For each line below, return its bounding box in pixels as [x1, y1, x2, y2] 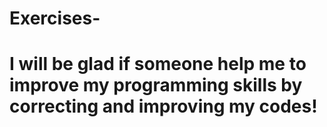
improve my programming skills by [9, 74, 303, 97]
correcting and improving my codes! [9, 95, 318, 118]
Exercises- [9, 7, 101, 30]
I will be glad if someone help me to [9, 53, 307, 76]
